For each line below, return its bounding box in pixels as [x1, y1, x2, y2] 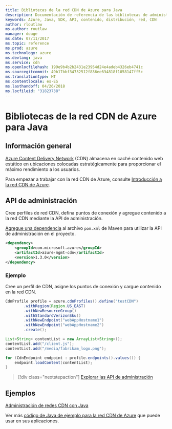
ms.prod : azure [5, 46, 38, 51]
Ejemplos [5, 389, 36, 397]
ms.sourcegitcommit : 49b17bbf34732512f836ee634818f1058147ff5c [5, 70, 143, 75]
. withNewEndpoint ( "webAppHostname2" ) [24, 323, 104, 328]
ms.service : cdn [5, 60, 40, 65]
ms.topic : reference [5, 41, 50, 46]
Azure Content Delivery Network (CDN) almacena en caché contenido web [5, 155, 163, 161]
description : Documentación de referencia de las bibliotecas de [5, 12, 147, 17]
